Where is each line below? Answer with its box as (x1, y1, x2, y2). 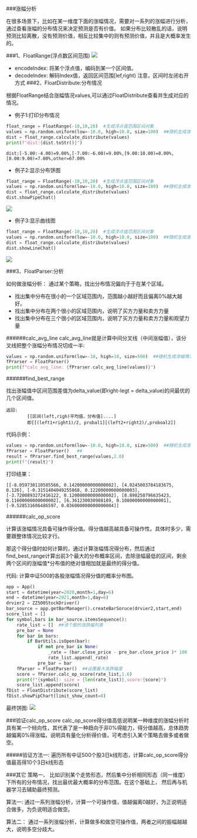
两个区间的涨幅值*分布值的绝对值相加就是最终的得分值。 (6, 559, 142, 567)
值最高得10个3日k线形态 (6, 759, 64, 766)
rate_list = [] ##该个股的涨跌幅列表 (16, 622, 104, 628)
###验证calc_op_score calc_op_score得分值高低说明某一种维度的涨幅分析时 (6, 717, 189, 724)
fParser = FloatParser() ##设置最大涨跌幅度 (16, 666, 123, 672)
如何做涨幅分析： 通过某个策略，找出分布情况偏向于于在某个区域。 (6, 280, 167, 287)
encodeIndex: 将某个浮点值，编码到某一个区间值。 (14, 65, 137, 72)
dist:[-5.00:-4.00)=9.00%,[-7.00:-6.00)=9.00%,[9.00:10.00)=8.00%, (6, 150, 175, 156)
